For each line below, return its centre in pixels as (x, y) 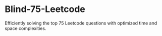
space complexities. (25, 28)
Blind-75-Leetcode (45, 9)
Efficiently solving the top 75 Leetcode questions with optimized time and (81, 23)
